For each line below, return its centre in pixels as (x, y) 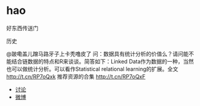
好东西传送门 (22, 28)
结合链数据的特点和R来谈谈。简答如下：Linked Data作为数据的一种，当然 (103, 61)
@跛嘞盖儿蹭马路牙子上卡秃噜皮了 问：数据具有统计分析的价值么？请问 (95, 54)
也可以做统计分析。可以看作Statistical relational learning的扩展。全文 (92, 69)
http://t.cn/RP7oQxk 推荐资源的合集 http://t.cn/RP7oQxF (76, 76)
